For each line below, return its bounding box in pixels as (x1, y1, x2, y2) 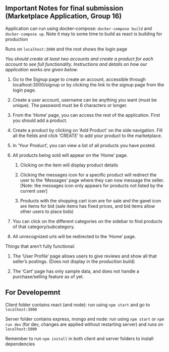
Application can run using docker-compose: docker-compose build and (5, 25, 152, 31)
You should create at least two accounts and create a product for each (5, 56, 154, 62)
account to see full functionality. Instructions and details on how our (5, 61, 147, 67)
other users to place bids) (20, 208, 74, 214)
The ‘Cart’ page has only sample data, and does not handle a (12, 268, 140, 274)
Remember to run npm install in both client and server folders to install (5, 335, 154, 341)
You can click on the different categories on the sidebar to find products (12, 218, 163, 224)
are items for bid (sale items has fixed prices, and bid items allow (20, 203, 155, 209)
